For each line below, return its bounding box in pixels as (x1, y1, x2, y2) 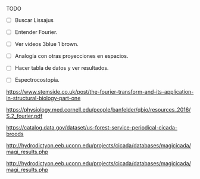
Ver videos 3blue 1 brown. (14, 41, 79, 48)
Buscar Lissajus (14, 17, 54, 23)
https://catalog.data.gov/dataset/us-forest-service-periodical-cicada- (6, 124, 177, 131)
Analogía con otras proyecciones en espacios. (14, 53, 129, 60)
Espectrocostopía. (14, 76, 60, 84)
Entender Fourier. (14, 29, 58, 36)
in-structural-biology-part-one (6, 95, 81, 102)
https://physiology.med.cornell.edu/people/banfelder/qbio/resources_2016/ (6, 106, 191, 113)
